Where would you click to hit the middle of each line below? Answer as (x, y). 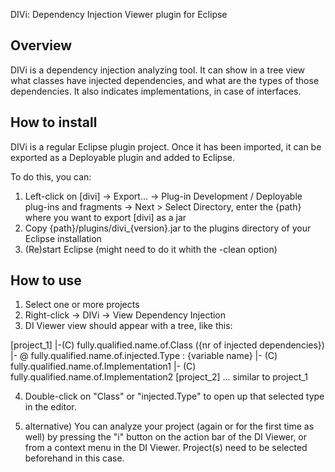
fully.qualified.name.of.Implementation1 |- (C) (103, 366)
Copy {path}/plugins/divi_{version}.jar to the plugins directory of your (168, 228)
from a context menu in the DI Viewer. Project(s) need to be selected (166, 448)
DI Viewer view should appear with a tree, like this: (128, 326)
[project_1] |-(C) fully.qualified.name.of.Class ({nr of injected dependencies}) (167, 345)
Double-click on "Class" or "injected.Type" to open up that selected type (174, 396)
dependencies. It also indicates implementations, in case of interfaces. (156, 91)
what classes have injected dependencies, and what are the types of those (165, 80)
